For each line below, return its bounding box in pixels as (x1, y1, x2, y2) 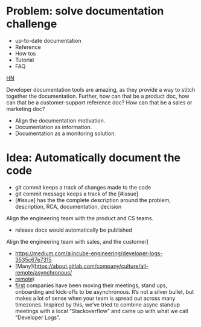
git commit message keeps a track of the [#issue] (14, 190, 139, 197)
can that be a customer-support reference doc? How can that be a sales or (6, 98, 193, 106)
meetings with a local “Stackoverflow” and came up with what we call (14, 307, 188, 314)
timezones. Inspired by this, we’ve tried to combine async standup (14, 300, 180, 308)
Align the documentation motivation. (14, 116, 106, 124)
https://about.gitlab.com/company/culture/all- (34, 262, 149, 270)
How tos (14, 49, 36, 57)
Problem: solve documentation (6, 4, 164, 18)
